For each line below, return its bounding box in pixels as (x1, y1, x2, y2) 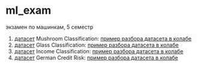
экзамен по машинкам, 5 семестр (5, 23, 94, 31)
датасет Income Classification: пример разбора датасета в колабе (14, 47, 184, 54)
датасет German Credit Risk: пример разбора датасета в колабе (14, 54, 178, 61)
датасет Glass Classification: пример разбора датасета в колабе (14, 41, 179, 48)
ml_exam (5, 4, 52, 17)
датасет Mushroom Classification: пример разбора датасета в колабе (14, 35, 192, 42)
